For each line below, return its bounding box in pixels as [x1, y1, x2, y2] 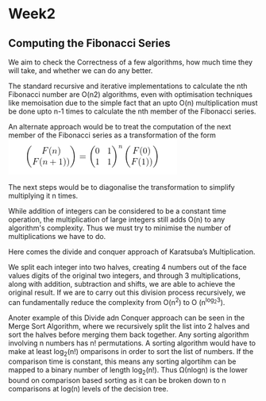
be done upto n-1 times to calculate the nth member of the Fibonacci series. [8, 106, 256, 116]
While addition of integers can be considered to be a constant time [8, 206, 226, 215]
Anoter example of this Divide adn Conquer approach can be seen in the [8, 313, 245, 322]
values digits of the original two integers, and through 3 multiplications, [8, 271, 241, 280]
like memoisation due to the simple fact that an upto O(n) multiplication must [8, 98, 258, 107]
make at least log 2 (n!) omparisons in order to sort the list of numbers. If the [8, 346, 254, 358]
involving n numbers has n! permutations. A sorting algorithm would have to [8, 338, 256, 348]
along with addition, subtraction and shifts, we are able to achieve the [8, 280, 236, 288]
